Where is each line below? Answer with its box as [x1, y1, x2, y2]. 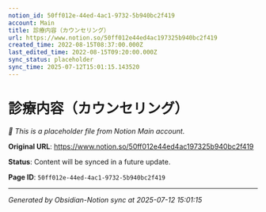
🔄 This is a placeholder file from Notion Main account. [8, 126, 185, 135]
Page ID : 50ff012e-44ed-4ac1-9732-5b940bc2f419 [8, 172, 166, 182]
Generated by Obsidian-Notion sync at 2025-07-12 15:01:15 [8, 195, 203, 204]
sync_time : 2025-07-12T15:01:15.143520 [8, 63, 140, 71]
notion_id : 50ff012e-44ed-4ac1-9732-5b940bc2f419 [8, 11, 176, 20]
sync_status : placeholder [8, 56, 93, 64]
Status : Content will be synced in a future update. [8, 157, 171, 166]
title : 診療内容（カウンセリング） [8, 26, 110, 34]
